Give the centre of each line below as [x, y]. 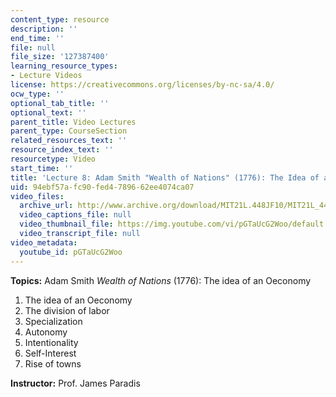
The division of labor [67, 310]
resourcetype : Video [53, 159]
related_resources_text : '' [69, 141]
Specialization [53, 321]
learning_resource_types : [64, 66]
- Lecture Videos [46, 76]
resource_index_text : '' [62, 150]
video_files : [37, 196]
